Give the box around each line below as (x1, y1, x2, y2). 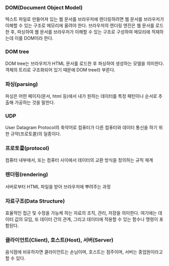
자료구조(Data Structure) (5, 197, 65, 204)
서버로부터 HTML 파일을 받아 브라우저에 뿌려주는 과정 (5, 183, 111, 189)
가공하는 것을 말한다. (14, 99, 55, 105)
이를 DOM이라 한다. (14, 35, 54, 42)
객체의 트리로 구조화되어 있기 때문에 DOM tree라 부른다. (5, 66, 116, 72)
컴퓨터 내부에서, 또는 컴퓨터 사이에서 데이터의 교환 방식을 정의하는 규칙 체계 (5, 157, 153, 163)
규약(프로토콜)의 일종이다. (10, 131, 62, 137)
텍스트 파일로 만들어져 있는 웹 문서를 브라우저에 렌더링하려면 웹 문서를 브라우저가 (5, 16, 164, 22)
